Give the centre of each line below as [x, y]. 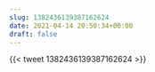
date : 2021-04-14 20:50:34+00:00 [71, 26]
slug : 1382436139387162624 [59, 17]
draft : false [33, 34]
